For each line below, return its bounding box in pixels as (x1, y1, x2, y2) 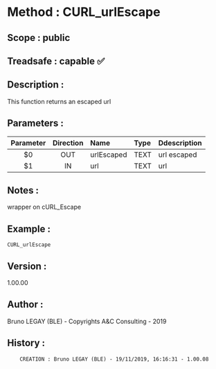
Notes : (7, 184, 39, 196)
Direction (52, 138, 84, 148)
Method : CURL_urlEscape (7, 4, 161, 20)
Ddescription (158, 138, 202, 148)
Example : (7, 223, 51, 234)
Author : (7, 299, 44, 311)
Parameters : (7, 117, 64, 129)
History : (7, 337, 46, 349)
